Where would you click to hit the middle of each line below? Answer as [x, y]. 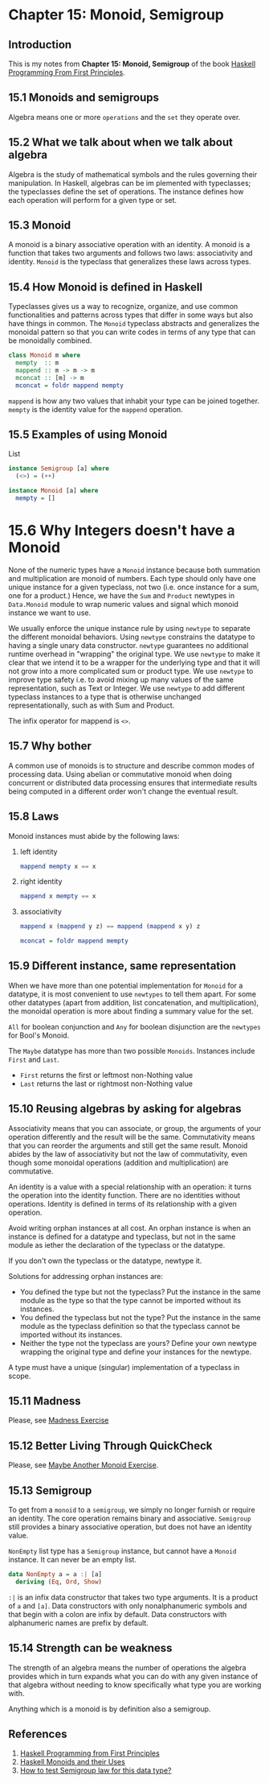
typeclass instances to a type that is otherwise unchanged [105, 696]
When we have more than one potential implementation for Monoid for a [126, 985]
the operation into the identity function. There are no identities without [124, 1195]
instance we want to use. [49, 613]
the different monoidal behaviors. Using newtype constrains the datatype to [132, 637]
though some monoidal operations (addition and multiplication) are [118, 1162]
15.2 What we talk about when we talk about [120, 142]
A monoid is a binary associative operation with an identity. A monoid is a [129, 245]
